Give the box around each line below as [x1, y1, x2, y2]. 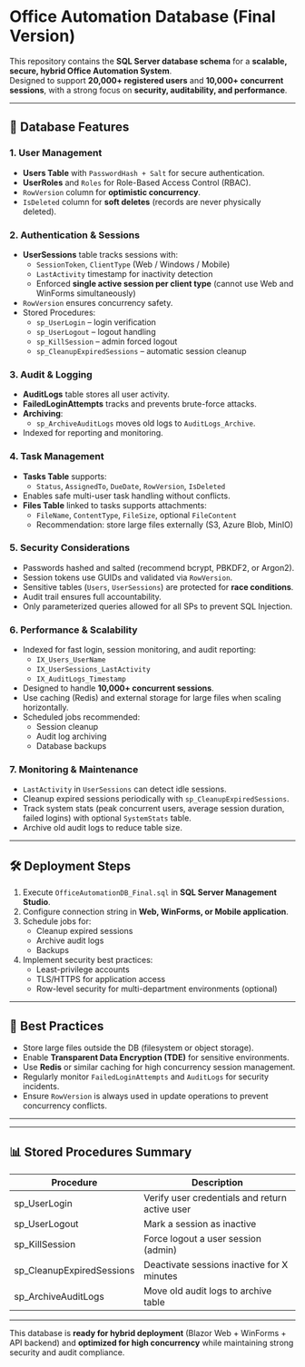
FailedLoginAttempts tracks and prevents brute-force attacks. [22, 398, 257, 409]
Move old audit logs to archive [143, 1284, 272, 1297]
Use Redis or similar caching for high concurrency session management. [22, 1062, 296, 1073]
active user [143, 1203, 192, 1215]
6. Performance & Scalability [9, 624, 138, 636]
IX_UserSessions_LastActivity [35, 665, 152, 674]
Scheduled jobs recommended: [22, 712, 141, 723]
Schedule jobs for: [22, 916, 92, 927]
